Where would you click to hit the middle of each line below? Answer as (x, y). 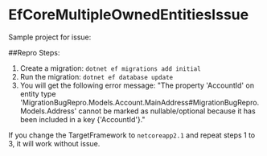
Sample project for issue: (50, 37)
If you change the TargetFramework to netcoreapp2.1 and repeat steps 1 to (132, 135)
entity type (38, 93)
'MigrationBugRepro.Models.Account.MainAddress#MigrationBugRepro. (140, 102)
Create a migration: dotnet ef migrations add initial (110, 68)
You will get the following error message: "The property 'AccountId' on (137, 85)
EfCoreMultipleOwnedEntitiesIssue (129, 15)
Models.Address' (48, 111)
